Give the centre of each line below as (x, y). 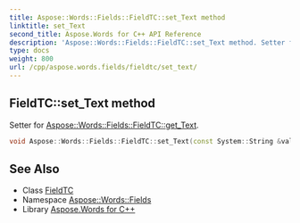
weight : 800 (31, 59)
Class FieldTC (48, 190)
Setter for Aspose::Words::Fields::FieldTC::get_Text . (104, 125)
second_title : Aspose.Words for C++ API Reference (105, 34)
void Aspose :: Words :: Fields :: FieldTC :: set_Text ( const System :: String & (145, 141)
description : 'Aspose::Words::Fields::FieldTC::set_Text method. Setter (147, 42)
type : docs (29, 51)
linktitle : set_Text (48, 26)
